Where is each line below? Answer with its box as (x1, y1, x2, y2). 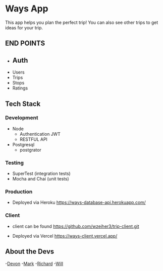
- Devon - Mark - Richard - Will (5, 261, 63, 267)
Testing (5, 159, 24, 166)
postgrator (19, 147, 42, 153)
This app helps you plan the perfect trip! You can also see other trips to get (5, 19, 159, 25)
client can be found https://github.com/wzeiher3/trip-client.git (12, 223, 140, 229)
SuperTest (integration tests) (12, 171, 71, 177)
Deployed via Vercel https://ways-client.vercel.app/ (12, 233, 117, 239)
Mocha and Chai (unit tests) (12, 176, 69, 182)
